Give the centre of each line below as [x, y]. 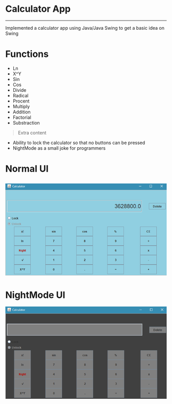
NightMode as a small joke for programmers [59, 148]
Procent [21, 101]
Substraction [26, 123]
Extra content [32, 133]
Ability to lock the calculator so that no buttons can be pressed [79, 143]
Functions [27, 54]
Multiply [21, 106]
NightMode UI [35, 295]
